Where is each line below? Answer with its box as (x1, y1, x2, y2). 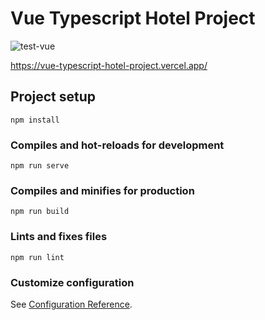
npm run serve (10, 161, 70, 171)
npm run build (10, 207, 70, 217)
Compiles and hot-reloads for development (10, 138, 225, 152)
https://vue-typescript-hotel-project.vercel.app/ (10, 59, 208, 71)
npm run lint (10, 252, 65, 262)
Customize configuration (10, 275, 135, 289)
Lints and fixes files (10, 230, 108, 244)
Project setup (10, 88, 97, 106)
